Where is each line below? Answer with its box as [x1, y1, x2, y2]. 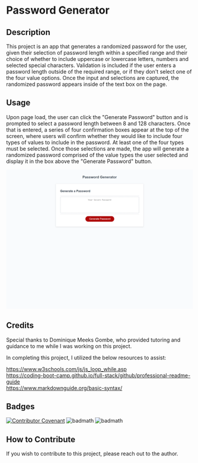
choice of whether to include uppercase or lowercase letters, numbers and [6, 56, 189, 62]
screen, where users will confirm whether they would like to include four [6, 132, 183, 139]
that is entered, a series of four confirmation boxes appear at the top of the [6, 126, 190, 133]
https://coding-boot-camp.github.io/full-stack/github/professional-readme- [6, 372, 191, 379]
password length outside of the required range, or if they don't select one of [6, 68, 192, 75]
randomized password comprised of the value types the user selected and [6, 151, 189, 158]
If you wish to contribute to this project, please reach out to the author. [6, 450, 178, 457]
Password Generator [6, 4, 110, 17]
